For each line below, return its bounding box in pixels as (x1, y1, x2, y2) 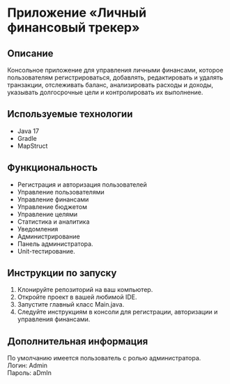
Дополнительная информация (7, 335, 148, 347)
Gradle (17, 134, 37, 142)
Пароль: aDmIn (7, 369, 52, 377)
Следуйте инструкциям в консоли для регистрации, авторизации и (17, 308, 218, 316)
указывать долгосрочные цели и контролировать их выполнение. (7, 89, 204, 96)
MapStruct (17, 141, 48, 150)
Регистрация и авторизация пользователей (17, 180, 148, 189)
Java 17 (17, 127, 40, 135)
